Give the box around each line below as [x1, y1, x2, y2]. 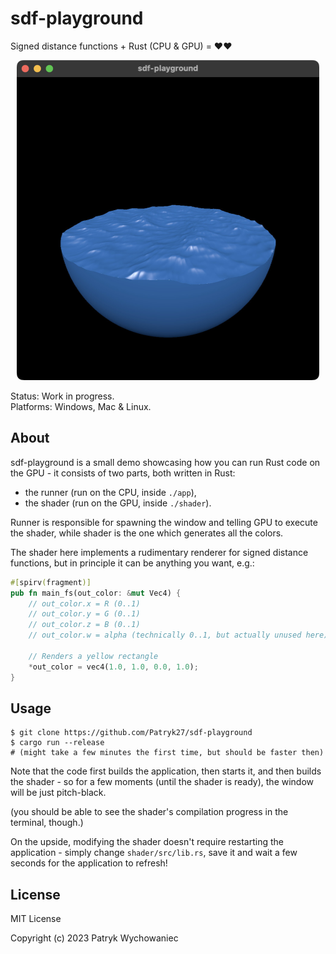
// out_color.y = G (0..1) [28, 609, 141, 619]
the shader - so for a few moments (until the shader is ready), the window [10, 776, 315, 788]
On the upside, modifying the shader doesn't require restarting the [10, 836, 284, 848]
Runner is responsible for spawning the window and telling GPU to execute [10, 516, 318, 528]
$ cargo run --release [10, 738, 105, 748]
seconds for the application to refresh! [10, 857, 168, 869]
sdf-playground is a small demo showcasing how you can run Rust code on [10, 456, 321, 468]
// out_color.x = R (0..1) [28, 598, 141, 609]
